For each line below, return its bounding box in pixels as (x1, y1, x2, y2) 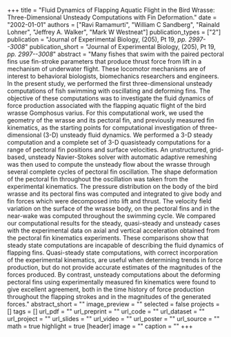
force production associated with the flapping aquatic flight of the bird (7, 102, 207, 109)
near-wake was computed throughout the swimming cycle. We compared (7, 212, 216, 220)
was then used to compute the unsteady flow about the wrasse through (7, 161, 210, 168)
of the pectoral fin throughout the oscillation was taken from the (7, 175, 188, 183)
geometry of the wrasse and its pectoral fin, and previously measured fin (7, 116, 214, 124)
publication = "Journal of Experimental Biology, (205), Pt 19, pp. (7, 35, 188, 44)
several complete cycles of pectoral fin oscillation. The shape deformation (7, 167, 218, 176)
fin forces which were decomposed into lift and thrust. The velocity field (7, 197, 212, 205)
